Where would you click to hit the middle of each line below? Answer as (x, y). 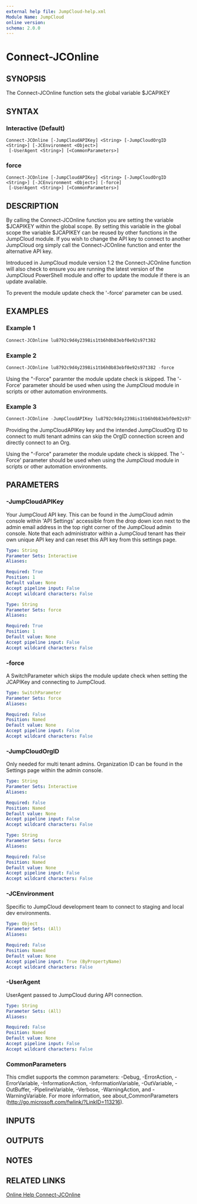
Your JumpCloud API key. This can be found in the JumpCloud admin (89, 514)
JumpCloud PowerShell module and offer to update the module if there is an (98, 275)
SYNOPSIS (26, 79)
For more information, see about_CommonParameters (114, 1096)
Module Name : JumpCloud (35, 17)
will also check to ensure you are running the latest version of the (85, 269)
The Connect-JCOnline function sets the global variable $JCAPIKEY (88, 93)
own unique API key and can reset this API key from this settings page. (91, 540)
